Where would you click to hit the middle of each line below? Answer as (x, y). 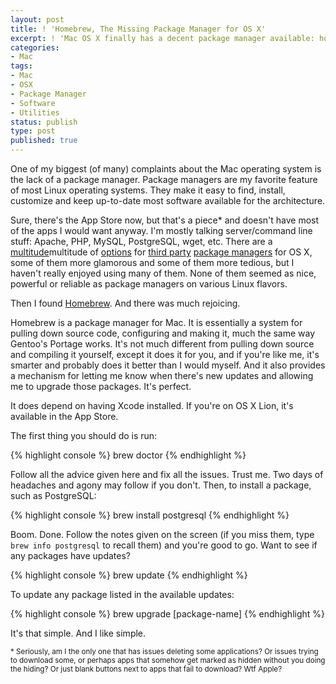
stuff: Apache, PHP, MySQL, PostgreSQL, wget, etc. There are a (141, 241)
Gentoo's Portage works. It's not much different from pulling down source (162, 344)
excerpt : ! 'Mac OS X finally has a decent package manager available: (162, 38)
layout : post (37, 19)
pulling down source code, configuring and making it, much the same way (163, 333)
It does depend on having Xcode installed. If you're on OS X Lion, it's (152, 405)
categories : (35, 47)
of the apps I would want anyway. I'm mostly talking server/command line (161, 230)
